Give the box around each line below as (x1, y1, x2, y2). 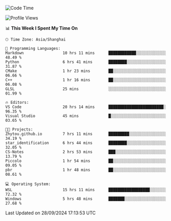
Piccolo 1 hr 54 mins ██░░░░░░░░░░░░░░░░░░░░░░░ (5, 158, 166, 163)
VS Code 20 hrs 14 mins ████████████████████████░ (5, 104, 166, 109)
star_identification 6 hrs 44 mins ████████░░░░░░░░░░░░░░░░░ (5, 140, 166, 145)
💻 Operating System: (5, 181, 51, 187)
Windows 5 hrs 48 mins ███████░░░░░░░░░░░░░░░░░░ (5, 196, 166, 201)
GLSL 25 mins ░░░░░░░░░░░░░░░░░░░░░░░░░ (5, 86, 166, 91)
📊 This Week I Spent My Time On (5, 25, 78, 31)
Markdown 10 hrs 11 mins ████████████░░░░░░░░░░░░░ (5, 50, 166, 56)
